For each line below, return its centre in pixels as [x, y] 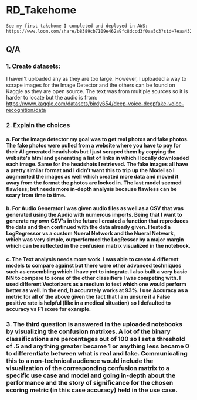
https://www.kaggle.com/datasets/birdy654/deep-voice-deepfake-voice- [95, 104]
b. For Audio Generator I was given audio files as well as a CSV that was [95, 208]
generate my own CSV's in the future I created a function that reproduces [97, 221]
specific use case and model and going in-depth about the [91, 375]
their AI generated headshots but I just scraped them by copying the [91, 151]
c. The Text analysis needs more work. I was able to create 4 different [92, 259]
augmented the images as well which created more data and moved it [92, 176]
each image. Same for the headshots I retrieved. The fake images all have [97, 164]
